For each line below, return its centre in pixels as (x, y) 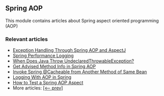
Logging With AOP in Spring (42, 77)
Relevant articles (27, 39)
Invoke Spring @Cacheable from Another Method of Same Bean (80, 72)
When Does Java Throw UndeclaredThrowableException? (73, 61)
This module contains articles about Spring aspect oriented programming (82, 20)
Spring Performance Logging (43, 56)
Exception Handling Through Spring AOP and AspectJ (69, 50)
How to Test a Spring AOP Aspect (48, 83)
